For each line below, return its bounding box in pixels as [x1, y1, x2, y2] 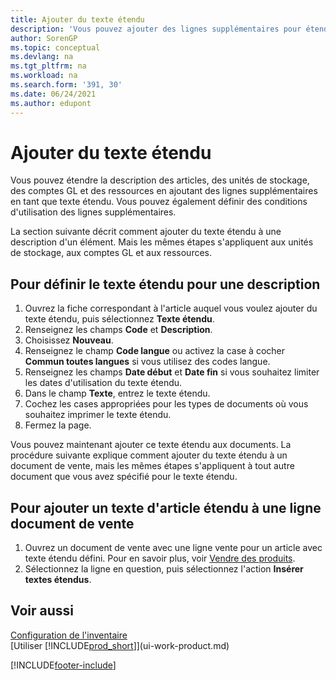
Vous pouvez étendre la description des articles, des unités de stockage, [10, 174, 310, 186]
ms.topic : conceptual [10, 42, 101, 53]
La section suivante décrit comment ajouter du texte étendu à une [10, 226, 282, 238]
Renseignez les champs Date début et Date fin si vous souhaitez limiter [24, 366, 320, 378]
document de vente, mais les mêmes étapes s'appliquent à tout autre [10, 460, 295, 472]
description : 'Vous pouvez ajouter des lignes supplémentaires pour [10, 24, 302, 34]
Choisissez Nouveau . [24, 334, 114, 346]
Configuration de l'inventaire [10, 629, 128, 641]
